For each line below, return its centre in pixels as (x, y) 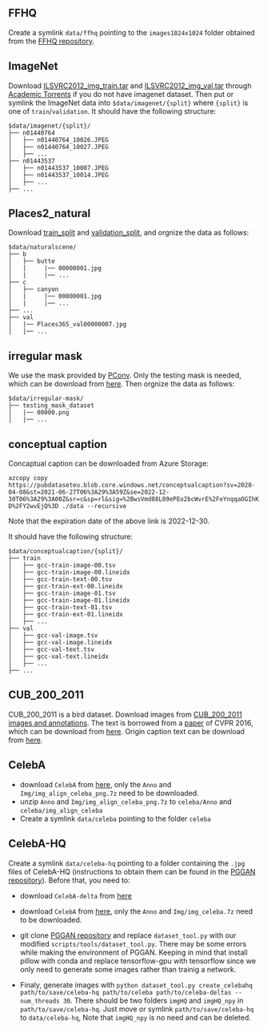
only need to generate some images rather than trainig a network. (128, 969)
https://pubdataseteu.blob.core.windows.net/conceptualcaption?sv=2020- (132, 485)
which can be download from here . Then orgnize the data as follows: (122, 384)
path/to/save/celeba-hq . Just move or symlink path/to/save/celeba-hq (137, 1008)
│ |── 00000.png (39, 413)
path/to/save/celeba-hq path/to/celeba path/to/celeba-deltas (126, 992)
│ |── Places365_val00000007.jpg (68, 325)
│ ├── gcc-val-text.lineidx (59, 656)
